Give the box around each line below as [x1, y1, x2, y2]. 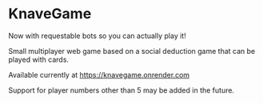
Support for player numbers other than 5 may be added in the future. [8, 85, 234, 95]
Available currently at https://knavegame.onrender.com [8, 70, 190, 79]
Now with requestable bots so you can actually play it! [8, 31, 186, 40]
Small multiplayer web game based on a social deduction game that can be [8, 46, 256, 55]
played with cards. [8, 55, 70, 64]
